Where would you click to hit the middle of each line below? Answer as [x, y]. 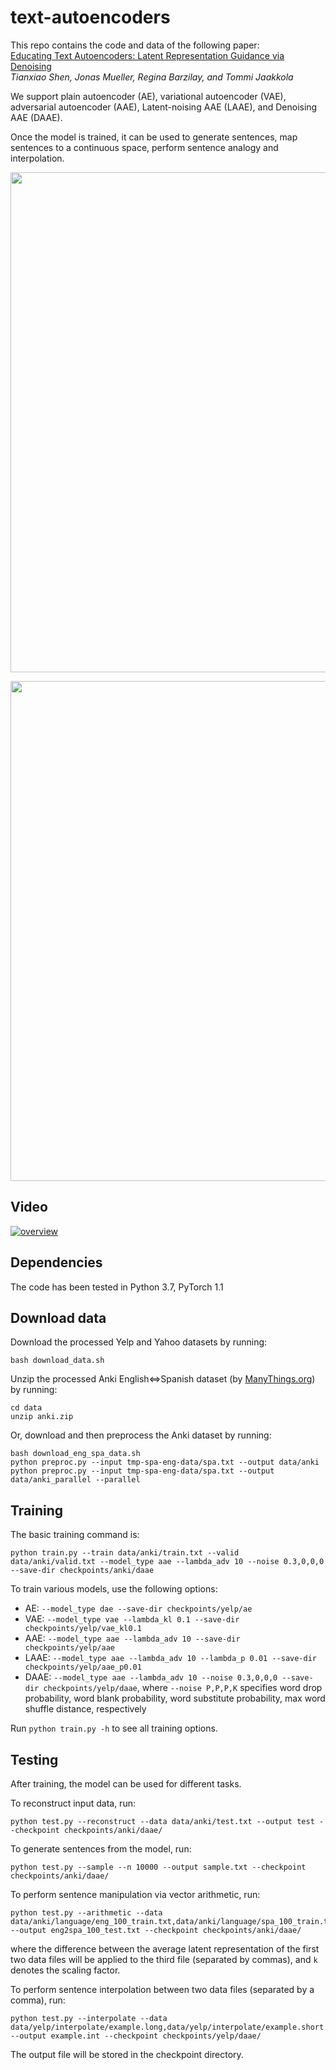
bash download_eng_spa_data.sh [75, 1454]
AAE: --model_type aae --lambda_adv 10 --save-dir [132, 1638]
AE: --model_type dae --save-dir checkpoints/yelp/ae [138, 1608]
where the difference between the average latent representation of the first [165, 1949]
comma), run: [38, 2000]
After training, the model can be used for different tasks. [126, 1784]
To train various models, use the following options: [114, 1589]
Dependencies [56, 1262]
